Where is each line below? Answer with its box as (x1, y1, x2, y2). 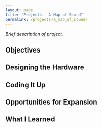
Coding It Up (5, 80, 46, 89)
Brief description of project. (5, 31, 63, 37)
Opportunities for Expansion (5, 97, 98, 106)
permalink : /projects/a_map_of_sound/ (5, 17, 88, 22)
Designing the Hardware (5, 63, 84, 72)
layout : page (5, 7, 33, 13)
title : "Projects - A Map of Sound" (5, 12, 83, 17)
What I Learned (5, 115, 55, 124)
